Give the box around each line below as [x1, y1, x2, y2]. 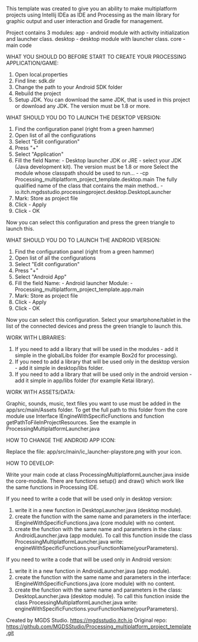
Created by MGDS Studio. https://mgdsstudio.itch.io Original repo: [6, 617, 167, 624]
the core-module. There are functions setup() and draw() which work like [6, 477, 184, 484]
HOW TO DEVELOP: [6, 459, 54, 467]
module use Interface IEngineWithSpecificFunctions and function [6, 413, 164, 420]
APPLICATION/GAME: [6, 59, 59, 66]
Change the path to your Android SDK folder [14, 84, 123, 91]
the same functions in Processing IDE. [6, 484, 99, 491]
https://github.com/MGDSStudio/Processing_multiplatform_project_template [6, 623, 191, 630]
